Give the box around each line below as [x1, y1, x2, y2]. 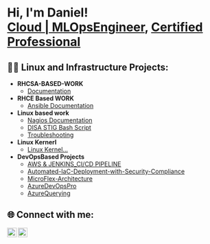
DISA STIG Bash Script [27, 124, 91, 131]
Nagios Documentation [27, 116, 93, 124]
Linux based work [16, 109, 70, 117]
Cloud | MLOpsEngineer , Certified [7, 19, 204, 35]
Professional [7, 34, 81, 49]
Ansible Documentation [27, 102, 94, 109]
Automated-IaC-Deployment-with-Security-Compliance [27, 167, 185, 175]
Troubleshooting [27, 131, 74, 139]
